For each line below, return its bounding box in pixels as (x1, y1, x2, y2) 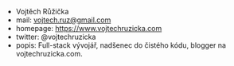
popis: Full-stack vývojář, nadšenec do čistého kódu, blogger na (15, 41, 227, 50)
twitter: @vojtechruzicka (15, 32, 96, 41)
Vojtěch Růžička (15, 7, 69, 16)
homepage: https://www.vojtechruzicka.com (15, 24, 162, 33)
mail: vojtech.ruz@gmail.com (15, 15, 111, 25)
